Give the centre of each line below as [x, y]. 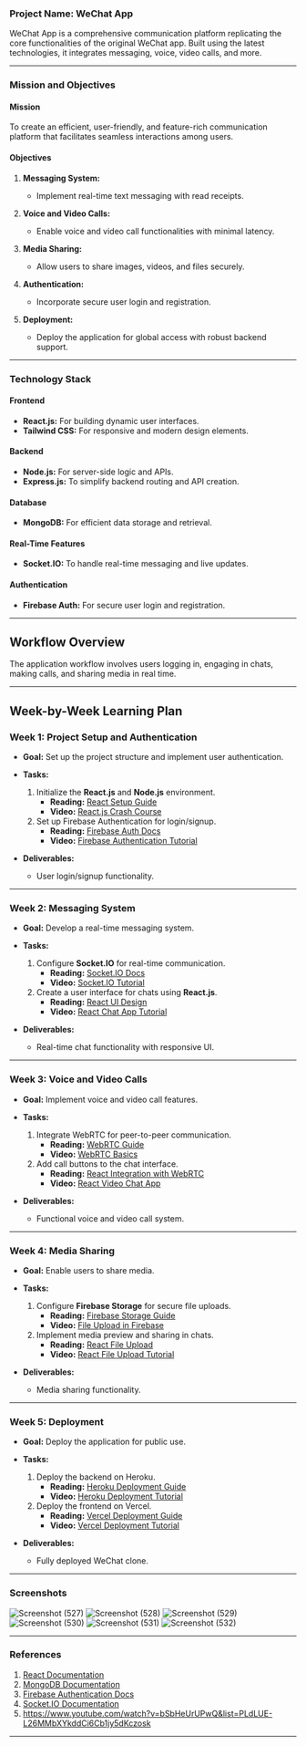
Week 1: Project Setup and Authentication [103, 737]
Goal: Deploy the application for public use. [104, 1442]
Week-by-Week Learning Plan [96, 711]
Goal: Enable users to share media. [88, 1270]
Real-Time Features [47, 543]
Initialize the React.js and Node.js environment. [126, 793]
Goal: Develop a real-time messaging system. [108, 928]
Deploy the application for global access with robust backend [151, 337]
